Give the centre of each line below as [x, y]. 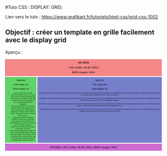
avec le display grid [36, 40]
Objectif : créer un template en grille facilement [80, 33]
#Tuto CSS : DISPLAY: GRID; [34, 7]
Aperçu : [14, 52]
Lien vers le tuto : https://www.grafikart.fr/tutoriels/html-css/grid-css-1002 [82, 17]
